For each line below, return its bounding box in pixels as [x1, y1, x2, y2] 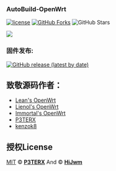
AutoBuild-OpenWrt [6, 5, 67, 13]
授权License [6, 142, 53, 152]
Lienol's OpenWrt [15, 103, 59, 111]
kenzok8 [15, 123, 37, 130]
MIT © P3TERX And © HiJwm [6, 158, 83, 166]
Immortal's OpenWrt [15, 109, 66, 117]
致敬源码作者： [6, 80, 63, 90]
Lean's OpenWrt [15, 96, 56, 104]
